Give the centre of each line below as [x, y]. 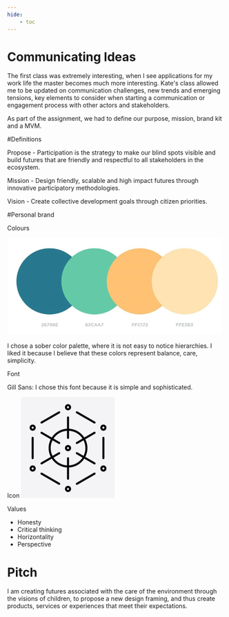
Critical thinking [39, 530]
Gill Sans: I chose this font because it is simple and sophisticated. [100, 387]
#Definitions [24, 139]
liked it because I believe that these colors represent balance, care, [102, 353]
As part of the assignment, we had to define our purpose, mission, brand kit [114, 119]
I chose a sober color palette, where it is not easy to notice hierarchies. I [110, 346]
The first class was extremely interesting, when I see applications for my [110, 76]
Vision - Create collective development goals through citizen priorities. [108, 202]
